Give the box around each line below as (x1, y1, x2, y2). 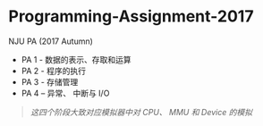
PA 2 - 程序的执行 (21, 65, 87, 76)
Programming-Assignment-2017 (8, 6, 254, 27)
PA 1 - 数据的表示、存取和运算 (21, 54, 131, 64)
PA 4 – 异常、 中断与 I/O (21, 88, 110, 98)
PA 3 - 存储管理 (21, 76, 79, 87)
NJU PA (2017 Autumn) (8, 36, 93, 46)
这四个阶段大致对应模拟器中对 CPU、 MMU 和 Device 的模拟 (30, 106, 252, 117)
